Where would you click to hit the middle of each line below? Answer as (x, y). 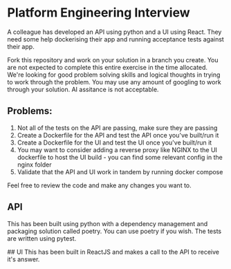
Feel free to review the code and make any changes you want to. (99, 185)
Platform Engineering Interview (99, 13)
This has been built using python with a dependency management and (108, 223)
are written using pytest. (42, 238)
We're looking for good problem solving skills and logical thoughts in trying (114, 75)
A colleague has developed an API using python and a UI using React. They (114, 32)
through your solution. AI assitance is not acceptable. (83, 89)
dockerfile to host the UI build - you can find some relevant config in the (120, 157)
